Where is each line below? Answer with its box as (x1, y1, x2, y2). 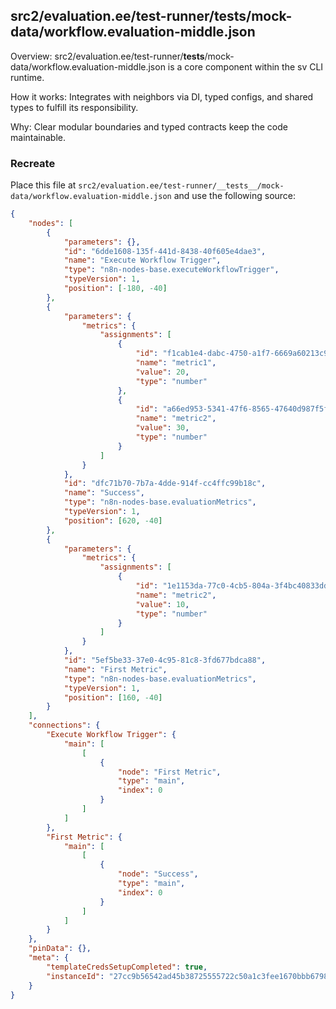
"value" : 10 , (135, 599, 190, 609)
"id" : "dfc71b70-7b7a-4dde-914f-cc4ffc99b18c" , (63, 479, 267, 489)
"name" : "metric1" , (135, 358, 217, 368)
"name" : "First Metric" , (63, 664, 168, 674)
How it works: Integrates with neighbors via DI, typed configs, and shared (10, 90, 314, 103)
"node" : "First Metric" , (117, 767, 222, 777)
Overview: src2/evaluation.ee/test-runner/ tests (10, 50, 205, 62)
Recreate (10, 156, 56, 170)
